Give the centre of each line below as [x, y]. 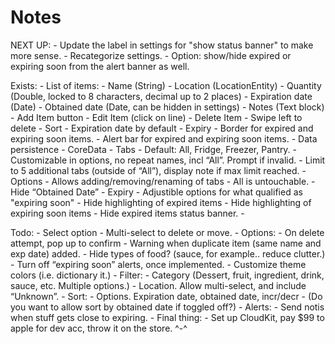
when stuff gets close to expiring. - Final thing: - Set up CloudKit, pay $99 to [167, 317]
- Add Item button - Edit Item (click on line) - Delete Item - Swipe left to [156, 117]
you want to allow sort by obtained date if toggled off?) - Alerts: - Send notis [167, 307]
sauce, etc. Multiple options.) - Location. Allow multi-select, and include [158, 285]
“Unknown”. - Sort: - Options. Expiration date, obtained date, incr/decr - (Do [166, 296]
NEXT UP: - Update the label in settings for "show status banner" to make [162, 45]
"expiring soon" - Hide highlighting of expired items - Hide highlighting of [161, 202]
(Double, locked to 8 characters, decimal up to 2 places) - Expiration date [161, 96]
